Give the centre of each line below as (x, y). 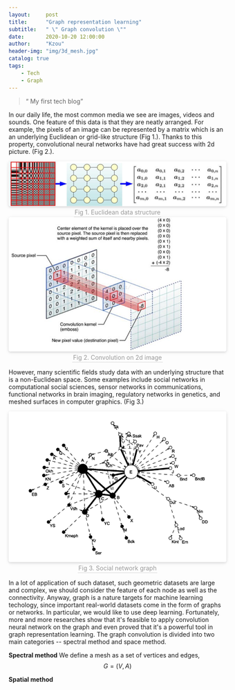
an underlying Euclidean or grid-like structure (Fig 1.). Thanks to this (105, 137)
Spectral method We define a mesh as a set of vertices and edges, (104, 655)
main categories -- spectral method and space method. (87, 641)
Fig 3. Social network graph (117, 568)
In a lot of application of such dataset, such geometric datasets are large (112, 583)
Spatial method (31, 679)
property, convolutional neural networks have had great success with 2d (112, 144)
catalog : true (29, 59)
